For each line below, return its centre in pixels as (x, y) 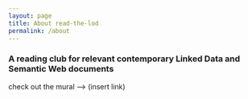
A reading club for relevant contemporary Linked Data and (124, 59)
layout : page (30, 16)
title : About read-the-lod (54, 23)
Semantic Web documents (61, 69)
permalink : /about (39, 31)
